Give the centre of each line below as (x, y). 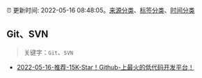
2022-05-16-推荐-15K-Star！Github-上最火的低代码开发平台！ (105, 67)
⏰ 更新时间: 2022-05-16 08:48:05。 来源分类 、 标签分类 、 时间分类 (101, 10)
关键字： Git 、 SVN (48, 52)
